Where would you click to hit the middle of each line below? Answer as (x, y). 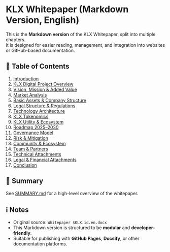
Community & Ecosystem (39, 143)
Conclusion (25, 165)
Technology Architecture (39, 111)
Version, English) (43, 20)
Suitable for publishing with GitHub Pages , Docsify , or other (76, 239)
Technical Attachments (37, 154)
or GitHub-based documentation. (40, 50)
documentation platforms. (40, 244)
